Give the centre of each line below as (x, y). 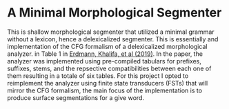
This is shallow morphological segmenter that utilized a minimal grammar (111, 32)
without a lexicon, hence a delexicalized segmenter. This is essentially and (113, 39)
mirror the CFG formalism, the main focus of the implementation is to (104, 90)
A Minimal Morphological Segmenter (114, 13)
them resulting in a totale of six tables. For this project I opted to (98, 76)
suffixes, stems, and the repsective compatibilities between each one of (109, 68)
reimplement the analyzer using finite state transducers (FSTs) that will (108, 83)
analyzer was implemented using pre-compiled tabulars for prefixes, (104, 61)
